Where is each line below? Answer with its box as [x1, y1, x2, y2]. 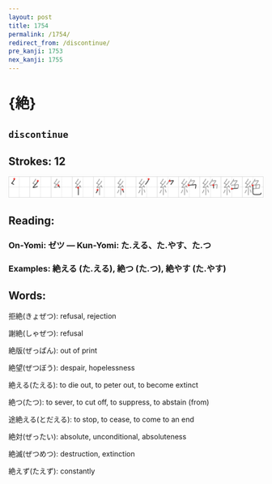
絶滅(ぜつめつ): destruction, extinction [8, 449, 135, 459]
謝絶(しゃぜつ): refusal [8, 328, 83, 338]
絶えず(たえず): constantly [8, 466, 96, 476]
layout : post [8, 13, 53, 21]
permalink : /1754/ [8, 30, 70, 38]
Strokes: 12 [8, 154, 66, 168]
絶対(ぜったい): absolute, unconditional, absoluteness [8, 432, 187, 442]
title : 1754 [8, 21, 49, 30]
